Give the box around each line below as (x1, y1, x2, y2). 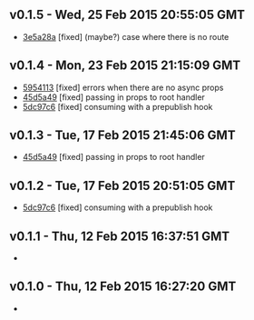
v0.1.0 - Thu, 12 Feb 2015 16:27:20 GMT (9, 279, 237, 295)
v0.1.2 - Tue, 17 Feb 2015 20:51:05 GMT (9, 177, 236, 194)
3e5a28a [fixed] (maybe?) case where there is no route (22, 31, 230, 42)
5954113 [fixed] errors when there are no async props (22, 82, 224, 93)
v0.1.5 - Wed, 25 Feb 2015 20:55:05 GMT (9, 7, 246, 23)
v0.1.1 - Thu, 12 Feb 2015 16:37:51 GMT (9, 228, 230, 244)
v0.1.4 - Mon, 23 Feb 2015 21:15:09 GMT (9, 58, 241, 74)
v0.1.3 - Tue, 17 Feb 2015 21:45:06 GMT (9, 127, 236, 144)
